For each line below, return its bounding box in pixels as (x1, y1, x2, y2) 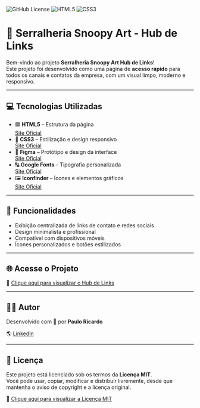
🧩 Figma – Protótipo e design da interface (14, 148, 117, 155)
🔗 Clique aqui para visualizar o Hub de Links (6, 279, 114, 286)
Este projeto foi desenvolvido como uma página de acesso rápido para (6, 65, 180, 72)
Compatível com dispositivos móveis (14, 234, 105, 242)
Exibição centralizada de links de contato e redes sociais (14, 221, 154, 229)
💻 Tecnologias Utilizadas (6, 101, 102, 112)
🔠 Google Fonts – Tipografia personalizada (14, 161, 121, 168)
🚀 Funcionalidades (6, 206, 76, 216)
